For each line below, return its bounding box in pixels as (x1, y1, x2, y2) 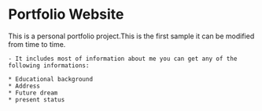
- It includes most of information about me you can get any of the (8, 55, 238, 63)
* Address (8, 82, 41, 90)
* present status (8, 95, 65, 103)
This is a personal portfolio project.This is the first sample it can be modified (8, 31, 255, 41)
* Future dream (8, 88, 58, 97)
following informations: (8, 61, 90, 70)
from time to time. (8, 39, 66, 48)
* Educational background (8, 75, 93, 83)
